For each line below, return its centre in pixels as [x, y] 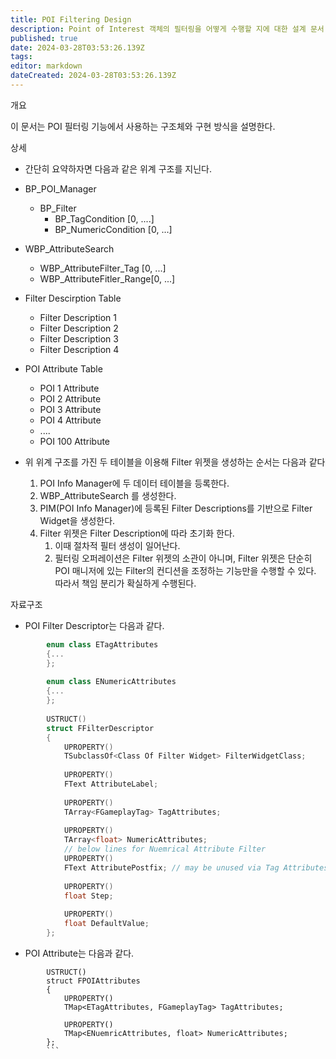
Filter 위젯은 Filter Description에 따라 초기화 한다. [137, 533]
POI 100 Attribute [75, 441]
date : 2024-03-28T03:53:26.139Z [77, 47]
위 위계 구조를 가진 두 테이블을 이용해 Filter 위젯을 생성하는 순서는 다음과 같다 [175, 462]
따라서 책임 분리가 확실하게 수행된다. [125, 583]
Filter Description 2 [79, 328]
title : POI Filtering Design [71, 19]
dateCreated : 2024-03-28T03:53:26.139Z [93, 76]
